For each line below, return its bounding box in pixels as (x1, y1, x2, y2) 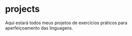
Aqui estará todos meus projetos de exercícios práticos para (5, 20, 128, 26)
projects (5, 3, 40, 15)
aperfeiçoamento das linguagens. (5, 25, 73, 31)
